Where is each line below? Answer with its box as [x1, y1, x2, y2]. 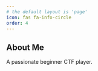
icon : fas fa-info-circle [6, 14, 71, 20]
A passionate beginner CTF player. [6, 58, 93, 66]
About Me [6, 42, 44, 52]
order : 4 [6, 20, 28, 26]
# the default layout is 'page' [6, 8, 88, 15]
